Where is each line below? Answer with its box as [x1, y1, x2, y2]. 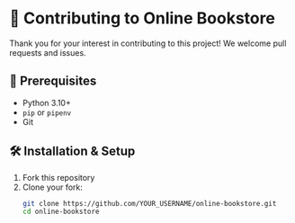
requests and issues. [9, 47, 87, 58]
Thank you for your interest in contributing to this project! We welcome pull [9, 38, 287, 49]
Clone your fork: [22, 182, 84, 192]
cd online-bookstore [22, 207, 100, 217]
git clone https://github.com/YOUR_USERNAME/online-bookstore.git [22, 199, 277, 208]
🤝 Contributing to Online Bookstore [9, 8, 276, 29]
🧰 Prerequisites [9, 74, 97, 89]
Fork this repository [22, 172, 95, 183]
